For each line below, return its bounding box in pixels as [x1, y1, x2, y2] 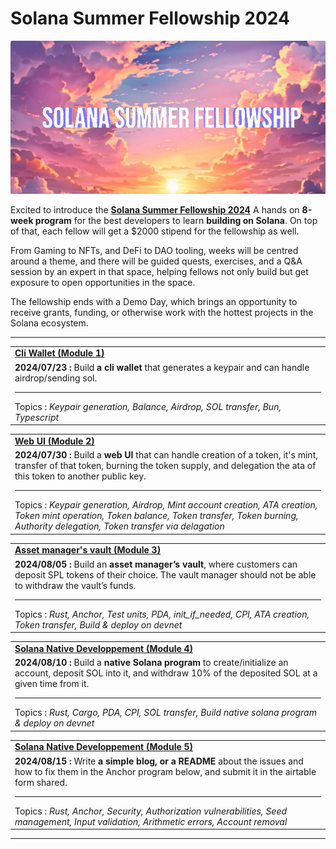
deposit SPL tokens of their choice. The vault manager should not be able [14, 568, 317, 581]
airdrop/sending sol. [14, 372, 98, 384]
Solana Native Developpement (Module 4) [14, 642, 194, 654]
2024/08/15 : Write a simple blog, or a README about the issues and [14, 755, 304, 767]
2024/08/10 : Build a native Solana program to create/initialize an [14, 657, 289, 669]
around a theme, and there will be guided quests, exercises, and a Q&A [10, 255, 303, 267]
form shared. [14, 776, 68, 788]
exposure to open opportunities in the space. [10, 276, 196, 288]
